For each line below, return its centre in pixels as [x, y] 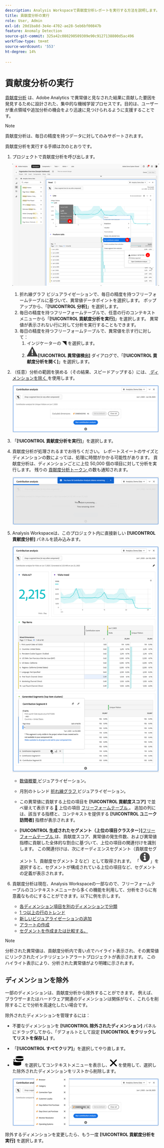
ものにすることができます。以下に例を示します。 [74, 896]
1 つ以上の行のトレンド [42, 913]
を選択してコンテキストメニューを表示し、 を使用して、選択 [88, 1065]
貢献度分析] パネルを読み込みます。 [48, 539]
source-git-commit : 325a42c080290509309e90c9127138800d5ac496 [70, 36]
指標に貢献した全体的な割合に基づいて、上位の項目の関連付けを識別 [88, 843]
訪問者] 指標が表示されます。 [49, 820]
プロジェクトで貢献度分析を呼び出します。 [55, 157]
